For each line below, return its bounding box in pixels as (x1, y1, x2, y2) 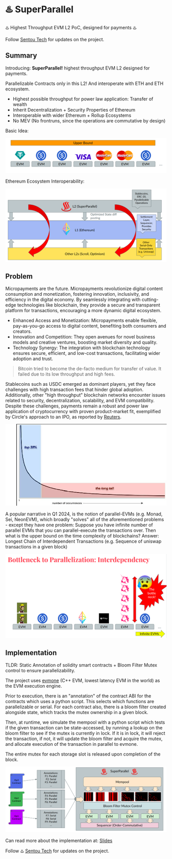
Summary (5, 51, 37, 60)
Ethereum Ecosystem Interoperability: (5, 178, 84, 184)
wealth (12, 101, 27, 108)
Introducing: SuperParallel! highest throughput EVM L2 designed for (5, 65, 150, 71)
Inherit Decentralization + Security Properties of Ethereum (12, 106, 136, 113)
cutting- (141, 296, 159, 303)
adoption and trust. (12, 355, 53, 362)
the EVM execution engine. (5, 683, 62, 689)
